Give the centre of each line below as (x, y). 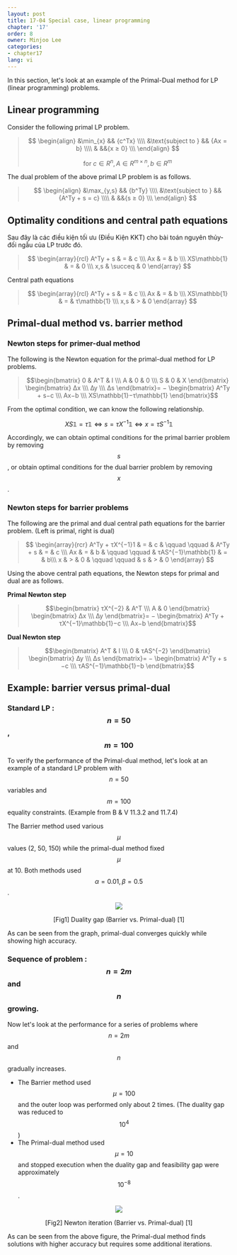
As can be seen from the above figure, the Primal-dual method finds (107, 1236)
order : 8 (20, 34)
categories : (25, 47)
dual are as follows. (36, 581)
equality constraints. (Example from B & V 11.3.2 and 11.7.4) (93, 812)
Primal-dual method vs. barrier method (95, 323)
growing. (23, 1009)
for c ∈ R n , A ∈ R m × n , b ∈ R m (128, 162)
